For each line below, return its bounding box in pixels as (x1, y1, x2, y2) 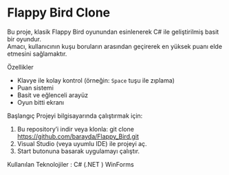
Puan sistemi (17, 83, 54, 92)
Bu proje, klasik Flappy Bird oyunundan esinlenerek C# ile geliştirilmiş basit (7, 28, 219, 36)
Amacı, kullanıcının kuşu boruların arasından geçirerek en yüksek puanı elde (7, 42, 222, 50)
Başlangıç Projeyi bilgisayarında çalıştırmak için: (7, 112, 143, 120)
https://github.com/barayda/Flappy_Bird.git (17, 132, 140, 141)
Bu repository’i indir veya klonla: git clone (17, 125, 134, 133)
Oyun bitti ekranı (17, 98, 64, 106)
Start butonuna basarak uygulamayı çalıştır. (17, 147, 140, 155)
